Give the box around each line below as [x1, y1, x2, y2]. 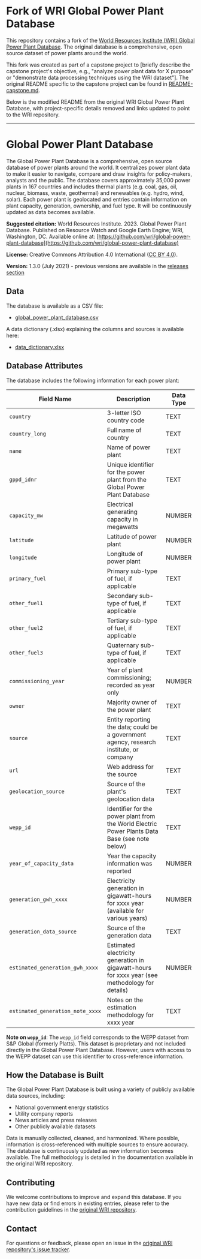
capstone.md [6, 86, 39, 94]
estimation [106, 1003, 136, 1011]
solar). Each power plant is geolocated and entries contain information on [6, 196, 187, 203]
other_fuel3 [9, 649, 44, 656]
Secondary [106, 591, 138, 600]
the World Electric [106, 819, 157, 828]
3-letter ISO [106, 408, 142, 417]
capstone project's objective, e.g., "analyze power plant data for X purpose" [6, 67, 194, 74]
